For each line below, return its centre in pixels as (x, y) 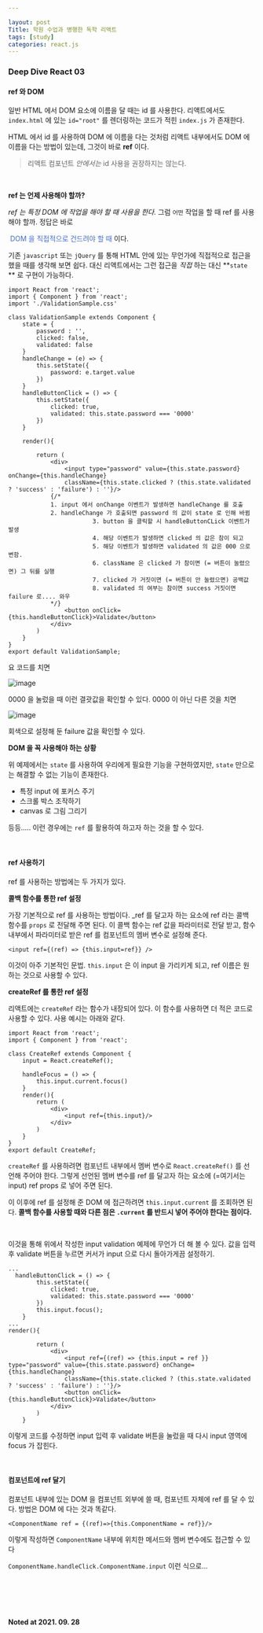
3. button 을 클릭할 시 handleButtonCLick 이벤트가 (171, 522)
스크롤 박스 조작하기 (50, 801)
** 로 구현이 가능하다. (41, 275)
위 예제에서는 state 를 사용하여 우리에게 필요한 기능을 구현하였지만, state (121, 765)
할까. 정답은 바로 (47, 222)
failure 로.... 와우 (39, 597)
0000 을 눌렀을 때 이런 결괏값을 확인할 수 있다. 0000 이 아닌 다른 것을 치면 (122, 699)
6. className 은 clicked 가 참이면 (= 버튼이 (161, 563)
